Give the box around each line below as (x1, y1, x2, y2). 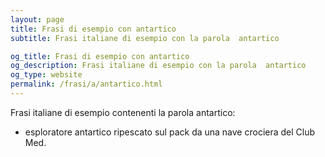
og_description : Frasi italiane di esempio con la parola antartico (10, 61, 307, 71)
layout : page (10, 14, 65, 25)
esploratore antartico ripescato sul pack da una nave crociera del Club (24, 126, 316, 138)
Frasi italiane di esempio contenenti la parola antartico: (10, 106, 236, 118)
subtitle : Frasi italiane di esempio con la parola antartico (10, 33, 280, 43)
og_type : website (10, 70, 83, 80)
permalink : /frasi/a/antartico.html (10, 79, 163, 90)
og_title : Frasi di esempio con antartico (10, 51, 190, 61)
